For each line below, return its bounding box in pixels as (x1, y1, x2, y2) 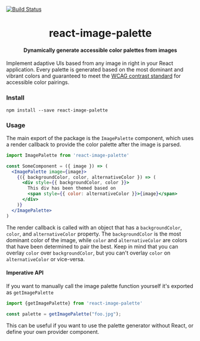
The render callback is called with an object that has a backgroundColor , (6, 224, 182, 231)
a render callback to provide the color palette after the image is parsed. (6, 141, 181, 148)
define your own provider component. (6, 328, 100, 335)
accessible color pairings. (6, 79, 70, 86)
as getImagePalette (6, 289, 54, 296)
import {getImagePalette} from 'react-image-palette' (6, 300, 143, 306)
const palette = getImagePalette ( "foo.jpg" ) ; (6, 311, 121, 317)
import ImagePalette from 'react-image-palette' (6, 152, 130, 158)
